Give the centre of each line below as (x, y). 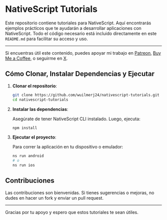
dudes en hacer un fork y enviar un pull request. (54, 198)
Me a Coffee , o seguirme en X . (37, 58)
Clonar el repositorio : (35, 86)
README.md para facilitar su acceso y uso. (46, 39)
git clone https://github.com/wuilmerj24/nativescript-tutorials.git (86, 95)
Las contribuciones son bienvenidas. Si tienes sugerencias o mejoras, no (80, 193)
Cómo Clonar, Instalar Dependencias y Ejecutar (80, 74)
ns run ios (24, 165)
